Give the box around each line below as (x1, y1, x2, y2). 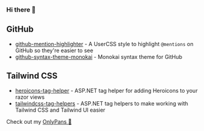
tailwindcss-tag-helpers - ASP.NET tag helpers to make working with (15, 99, 189, 107)
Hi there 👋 (6, 5, 37, 14)
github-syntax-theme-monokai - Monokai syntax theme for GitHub (15, 53, 183, 60)
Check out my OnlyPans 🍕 (6, 118, 72, 125)
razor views (15, 93, 45, 101)
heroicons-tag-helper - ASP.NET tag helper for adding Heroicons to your (15, 87, 198, 94)
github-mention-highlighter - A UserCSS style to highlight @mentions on (15, 40, 194, 47)
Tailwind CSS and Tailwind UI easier (15, 106, 105, 113)
